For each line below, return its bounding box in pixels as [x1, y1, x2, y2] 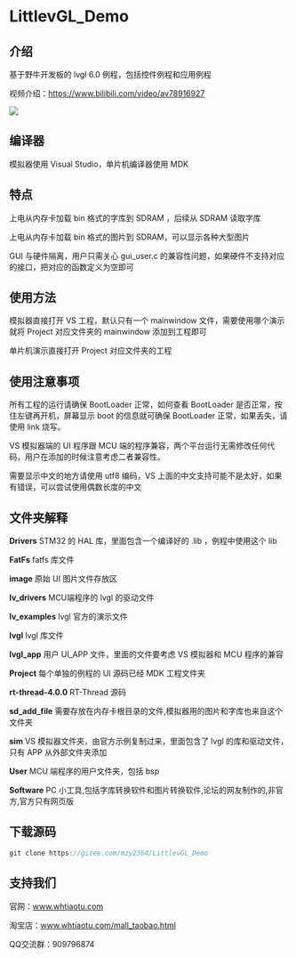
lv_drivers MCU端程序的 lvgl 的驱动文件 [9, 592, 155, 603]
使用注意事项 [9, 374, 80, 389]
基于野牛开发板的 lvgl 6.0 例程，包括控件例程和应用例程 [9, 69, 212, 79]
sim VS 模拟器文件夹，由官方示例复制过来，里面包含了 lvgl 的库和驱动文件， [9, 736, 289, 747]
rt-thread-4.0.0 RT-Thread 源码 [9, 687, 127, 698]
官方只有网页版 [19, 796, 75, 807]
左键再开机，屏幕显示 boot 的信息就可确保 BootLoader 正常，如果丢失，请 [16, 410, 288, 421]
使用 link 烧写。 [9, 421, 66, 433]
